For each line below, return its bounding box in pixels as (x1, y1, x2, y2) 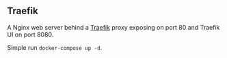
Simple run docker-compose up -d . (7, 43, 103, 51)
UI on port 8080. (7, 30, 54, 38)
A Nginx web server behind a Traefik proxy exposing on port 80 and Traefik (7, 23, 220, 31)
